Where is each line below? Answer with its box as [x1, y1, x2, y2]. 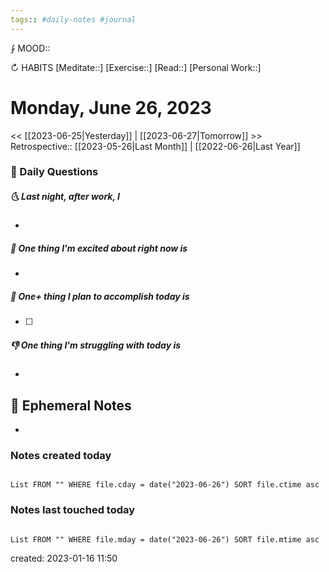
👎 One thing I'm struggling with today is [10, 339, 182, 351]
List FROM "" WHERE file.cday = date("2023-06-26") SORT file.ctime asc [10, 480, 320, 490]
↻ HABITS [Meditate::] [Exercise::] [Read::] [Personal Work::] [10, 61, 262, 73]
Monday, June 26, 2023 [10, 96, 212, 119]
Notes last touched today [10, 503, 136, 517]
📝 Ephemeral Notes [10, 397, 132, 414]
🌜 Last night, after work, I [10, 191, 120, 203]
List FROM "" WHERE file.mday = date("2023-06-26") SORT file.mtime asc [10, 534, 320, 545]
